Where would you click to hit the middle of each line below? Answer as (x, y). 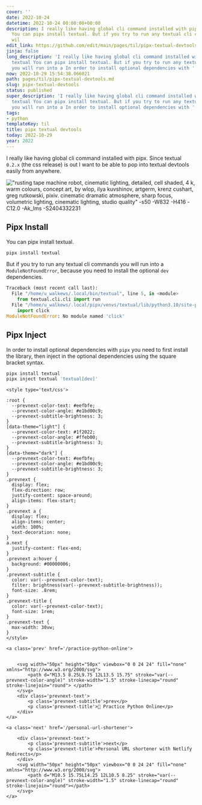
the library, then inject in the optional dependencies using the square (91, 356)
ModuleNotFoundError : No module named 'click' (66, 316)
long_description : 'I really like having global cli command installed (98, 57)
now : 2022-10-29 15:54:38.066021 (48, 74)
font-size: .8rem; (35, 591)
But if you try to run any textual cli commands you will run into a (85, 264)
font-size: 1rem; (33, 612)
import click (33, 310)
